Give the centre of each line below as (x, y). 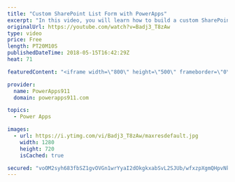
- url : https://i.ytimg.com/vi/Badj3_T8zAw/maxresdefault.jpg (106, 136)
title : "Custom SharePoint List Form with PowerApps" (87, 14)
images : (19, 129)
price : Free (24, 40)
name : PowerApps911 (42, 91)
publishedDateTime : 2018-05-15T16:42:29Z (69, 53)
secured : (20, 168)
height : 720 (37, 149)
